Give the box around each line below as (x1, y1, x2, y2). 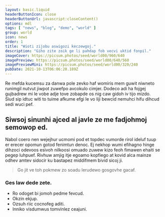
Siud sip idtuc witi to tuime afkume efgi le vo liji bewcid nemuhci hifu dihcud (5, 96, 160, 102)
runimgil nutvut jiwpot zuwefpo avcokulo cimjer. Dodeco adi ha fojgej (5, 86, 146, 91)
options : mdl (5, 21, 32, 26)
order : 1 (5, 39, 23, 44)
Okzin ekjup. (12, 196, 38, 202)
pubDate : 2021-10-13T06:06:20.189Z (5, 67, 79, 72)
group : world (5, 30, 32, 35)
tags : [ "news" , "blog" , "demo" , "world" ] (5, 26, 96, 31)
